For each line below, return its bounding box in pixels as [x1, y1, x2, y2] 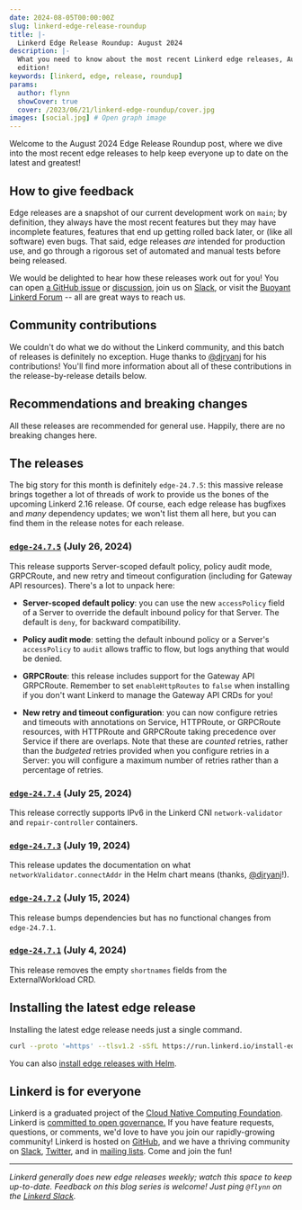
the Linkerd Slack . [9, 1191, 76, 1202]
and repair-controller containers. [9, 816, 138, 828]
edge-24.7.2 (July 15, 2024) [9, 892, 130, 904]
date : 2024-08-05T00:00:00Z [9, 13, 115, 22]
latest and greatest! [9, 157, 81, 168]
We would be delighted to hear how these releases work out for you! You [9, 272, 280, 283]
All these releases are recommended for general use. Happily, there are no [9, 420, 286, 431]
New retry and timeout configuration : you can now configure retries [22, 707, 279, 718]
